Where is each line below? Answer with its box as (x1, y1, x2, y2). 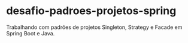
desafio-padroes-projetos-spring (6, 4, 177, 18)
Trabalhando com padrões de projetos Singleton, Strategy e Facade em (6, 24, 183, 31)
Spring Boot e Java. (6, 29, 55, 37)
